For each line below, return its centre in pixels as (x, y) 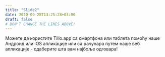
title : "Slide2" (22, 10)
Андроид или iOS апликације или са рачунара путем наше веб (73, 44)
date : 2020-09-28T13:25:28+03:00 (40, 15)
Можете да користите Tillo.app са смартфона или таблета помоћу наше (82, 38)
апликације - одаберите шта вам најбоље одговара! (62, 49)
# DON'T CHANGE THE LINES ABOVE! (40, 24)
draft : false (19, 19)
